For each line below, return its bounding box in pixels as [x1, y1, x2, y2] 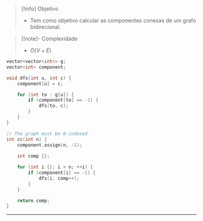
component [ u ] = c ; [17, 81, 63, 87]
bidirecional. [30, 24, 62, 30]
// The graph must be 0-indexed [6, 130, 88, 137]
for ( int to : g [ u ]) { [17, 91, 74, 97]
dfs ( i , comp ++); [38, 175, 80, 181]
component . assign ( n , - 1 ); [17, 142, 83, 148]
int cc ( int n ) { [6, 136, 47, 142]
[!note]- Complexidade [21, 35, 78, 42]
